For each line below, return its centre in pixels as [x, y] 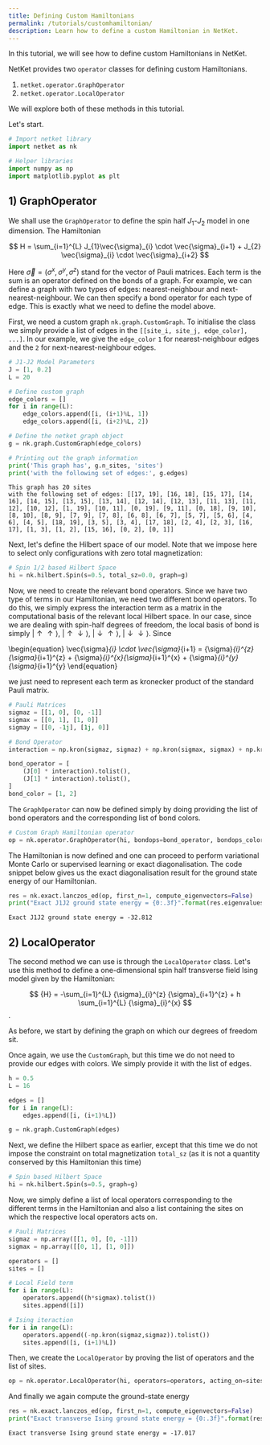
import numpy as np [41, 169]
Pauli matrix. [29, 690]
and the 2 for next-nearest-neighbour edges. [82, 347]
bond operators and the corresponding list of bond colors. [104, 818]
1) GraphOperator [53, 201]
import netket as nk [43, 147]
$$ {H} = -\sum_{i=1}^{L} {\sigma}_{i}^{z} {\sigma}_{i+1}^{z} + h [135, 995]
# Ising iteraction [41, 1320]
